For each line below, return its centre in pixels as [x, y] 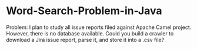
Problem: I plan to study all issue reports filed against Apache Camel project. [99, 27]
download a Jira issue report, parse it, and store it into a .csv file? [85, 40]
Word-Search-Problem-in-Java [84, 11]
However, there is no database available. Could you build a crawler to [90, 33]
